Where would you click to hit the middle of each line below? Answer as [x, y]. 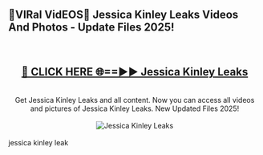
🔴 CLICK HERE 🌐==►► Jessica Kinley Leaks [135, 72]
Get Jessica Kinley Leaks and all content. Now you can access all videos [135, 100]
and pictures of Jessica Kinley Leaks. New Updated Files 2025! [135, 108]
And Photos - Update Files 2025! [91, 28]
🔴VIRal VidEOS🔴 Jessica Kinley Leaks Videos [123, 15]
